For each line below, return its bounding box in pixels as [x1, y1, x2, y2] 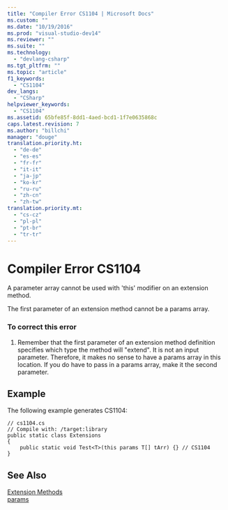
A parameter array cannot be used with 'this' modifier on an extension [7, 284, 209, 292]
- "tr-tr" [13, 231, 42, 238]
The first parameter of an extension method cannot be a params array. [7, 305, 210, 313]
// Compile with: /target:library [7, 426, 108, 433]
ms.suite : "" [7, 43, 45, 50]
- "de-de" [13, 147, 42, 153]
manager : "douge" [7, 133, 58, 140]
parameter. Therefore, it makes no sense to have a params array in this [17, 353, 221, 361]
